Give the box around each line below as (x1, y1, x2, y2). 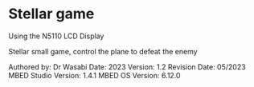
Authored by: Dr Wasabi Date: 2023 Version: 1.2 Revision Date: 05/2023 (8, 61, 247, 72)
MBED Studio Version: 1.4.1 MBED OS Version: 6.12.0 (8, 70, 181, 80)
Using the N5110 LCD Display (8, 31, 104, 41)
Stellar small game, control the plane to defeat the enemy (8, 46, 199, 56)
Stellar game (8, 5, 95, 23)
